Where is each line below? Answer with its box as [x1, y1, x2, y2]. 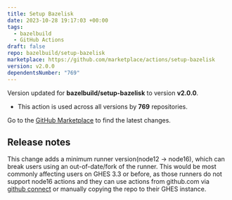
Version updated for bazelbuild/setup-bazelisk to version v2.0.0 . [7, 89, 199, 97]
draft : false [7, 43, 46, 50]
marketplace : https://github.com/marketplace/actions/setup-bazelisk [7, 56, 216, 63]
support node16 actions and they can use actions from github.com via [7, 177, 210, 186]
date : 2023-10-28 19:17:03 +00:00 [7, 17, 109, 24]
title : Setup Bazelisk [7, 10, 74, 18]
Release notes [7, 136, 71, 148]
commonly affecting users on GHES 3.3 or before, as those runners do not [7, 170, 223, 178]
